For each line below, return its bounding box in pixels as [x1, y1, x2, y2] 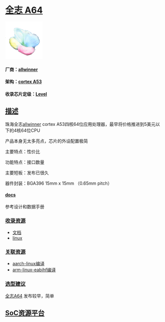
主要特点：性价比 [5, 148, 40, 154]
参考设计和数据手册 [5, 204, 45, 210]
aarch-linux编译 [12, 261, 45, 267]
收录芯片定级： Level [5, 91, 47, 97]
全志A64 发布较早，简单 [5, 293, 55, 299]
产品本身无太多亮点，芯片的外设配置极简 [5, 138, 88, 144]
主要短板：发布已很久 [5, 170, 49, 176]
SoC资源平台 [5, 309, 45, 318]
